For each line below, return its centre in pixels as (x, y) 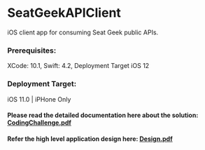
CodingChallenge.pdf (40, 123)
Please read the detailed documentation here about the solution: (103, 115)
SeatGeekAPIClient (64, 13)
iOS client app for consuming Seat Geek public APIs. (83, 32)
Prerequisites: (32, 50)
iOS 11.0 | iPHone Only (39, 99)
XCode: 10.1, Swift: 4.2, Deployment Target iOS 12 (78, 66)
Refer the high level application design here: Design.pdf (90, 139)
